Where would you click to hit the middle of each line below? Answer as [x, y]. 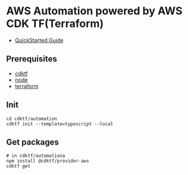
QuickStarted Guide [39, 40]
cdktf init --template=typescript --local [60, 124]
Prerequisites [32, 59]
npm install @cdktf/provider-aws [48, 161]
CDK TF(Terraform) [55, 24]
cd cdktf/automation [32, 119]
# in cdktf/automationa [36, 156]
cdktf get [19, 166]
